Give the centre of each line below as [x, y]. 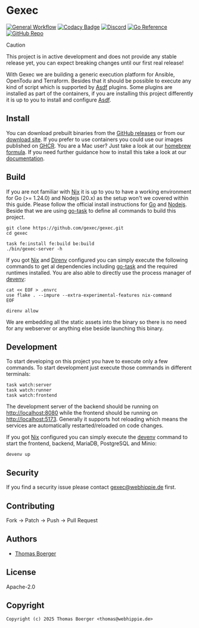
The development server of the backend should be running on [83, 406]
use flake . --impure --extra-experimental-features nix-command [89, 295]
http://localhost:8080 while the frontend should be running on [82, 413]
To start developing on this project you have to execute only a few [87, 362]
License [21, 572]
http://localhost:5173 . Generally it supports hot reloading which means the [97, 419]
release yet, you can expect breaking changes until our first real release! [95, 63]
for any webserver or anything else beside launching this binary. [85, 328]
